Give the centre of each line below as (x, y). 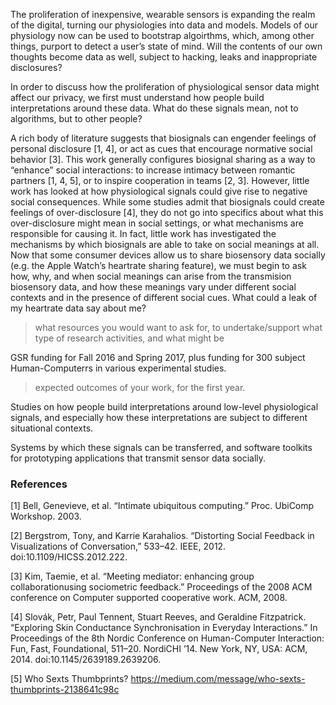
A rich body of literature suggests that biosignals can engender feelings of (163, 138)
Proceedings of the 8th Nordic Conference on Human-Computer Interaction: (167, 638)
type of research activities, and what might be (129, 338)
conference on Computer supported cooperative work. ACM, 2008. (149, 598)
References (39, 484)
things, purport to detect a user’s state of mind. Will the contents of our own (166, 46)
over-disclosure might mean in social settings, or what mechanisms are (157, 223)
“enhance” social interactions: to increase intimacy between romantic (153, 170)
